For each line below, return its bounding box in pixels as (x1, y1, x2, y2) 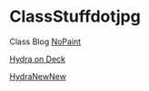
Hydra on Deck (9, 53, 66, 64)
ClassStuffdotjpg (9, 6, 141, 27)
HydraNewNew (9, 70, 66, 82)
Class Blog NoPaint (9, 36, 82, 47)
